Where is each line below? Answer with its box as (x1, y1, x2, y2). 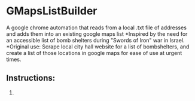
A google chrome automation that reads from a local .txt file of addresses (6, 24, 187, 31)
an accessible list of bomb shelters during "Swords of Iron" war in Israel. (6, 36, 185, 44)
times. (6, 56, 22, 63)
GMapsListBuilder (6, 4, 97, 18)
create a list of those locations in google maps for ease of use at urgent (6, 49, 182, 56)
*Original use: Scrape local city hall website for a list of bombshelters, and (6, 43, 190, 50)
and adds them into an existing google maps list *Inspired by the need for (6, 30, 188, 37)
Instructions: (6, 73, 56, 83)
